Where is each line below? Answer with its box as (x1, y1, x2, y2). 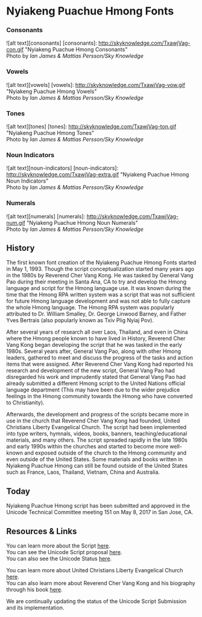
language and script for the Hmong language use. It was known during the (6, 285, 191, 292)
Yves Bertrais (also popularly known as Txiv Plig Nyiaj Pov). (6, 317, 154, 324)
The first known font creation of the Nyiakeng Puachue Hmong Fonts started (6, 259, 197, 267)
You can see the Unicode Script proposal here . (6, 549, 122, 556)
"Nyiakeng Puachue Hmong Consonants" (25, 46, 128, 53)
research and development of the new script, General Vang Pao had (6, 367, 175, 374)
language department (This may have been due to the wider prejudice (6, 386, 180, 393)
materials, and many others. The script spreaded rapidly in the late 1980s (6, 436, 188, 444)
